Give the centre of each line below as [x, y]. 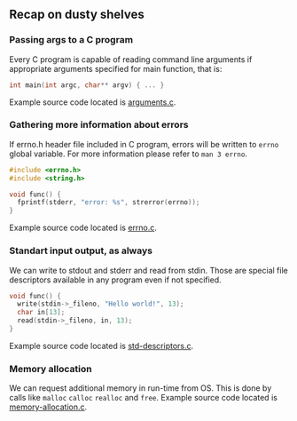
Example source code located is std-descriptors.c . [102, 346]
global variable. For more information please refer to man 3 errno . [129, 154]
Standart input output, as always [81, 250]
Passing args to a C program [71, 40]
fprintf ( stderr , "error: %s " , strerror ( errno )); [109, 203]
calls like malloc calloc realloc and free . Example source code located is [143, 398]
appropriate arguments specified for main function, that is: [116, 68]
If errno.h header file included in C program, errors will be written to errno [144, 144]
